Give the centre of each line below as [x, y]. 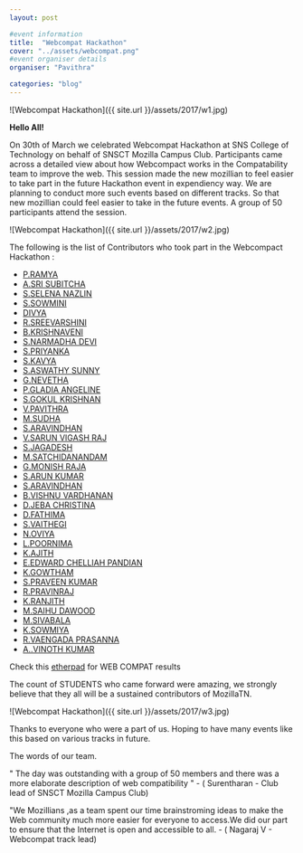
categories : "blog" [46, 84]
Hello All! [27, 127]
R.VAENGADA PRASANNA [71, 640]
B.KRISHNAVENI [53, 332]
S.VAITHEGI [44, 524]
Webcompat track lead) [53, 839]
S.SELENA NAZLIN [57, 293]
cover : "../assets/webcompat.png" [75, 51]
